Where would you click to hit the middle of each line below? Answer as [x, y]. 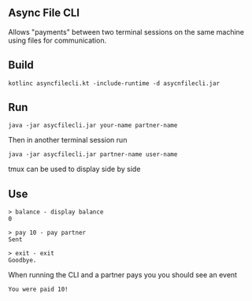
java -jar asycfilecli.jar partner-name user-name [93, 154]
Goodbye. [22, 260]
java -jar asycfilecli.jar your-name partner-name [93, 125]
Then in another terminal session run [68, 140]
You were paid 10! [38, 290]
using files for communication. [57, 40]
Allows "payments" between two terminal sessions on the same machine [126, 32]
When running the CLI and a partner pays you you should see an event [123, 275]
